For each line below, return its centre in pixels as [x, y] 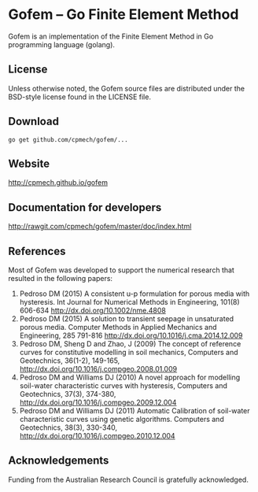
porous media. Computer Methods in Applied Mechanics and [118, 327]
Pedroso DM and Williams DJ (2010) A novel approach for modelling [130, 377]
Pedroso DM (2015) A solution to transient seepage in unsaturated [127, 319]
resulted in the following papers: [60, 278]
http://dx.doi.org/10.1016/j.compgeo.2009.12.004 [98, 402]
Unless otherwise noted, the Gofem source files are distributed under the [127, 88]
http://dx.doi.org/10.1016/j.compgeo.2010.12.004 [97, 436]
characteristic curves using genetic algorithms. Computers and [122, 419]
